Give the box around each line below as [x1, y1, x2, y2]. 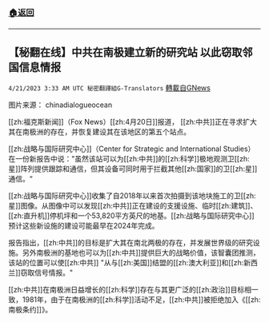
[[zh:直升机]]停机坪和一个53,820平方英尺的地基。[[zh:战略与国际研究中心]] [8, 211, 255, 221]
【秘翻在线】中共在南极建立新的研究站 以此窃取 [8, 46, 243, 59]
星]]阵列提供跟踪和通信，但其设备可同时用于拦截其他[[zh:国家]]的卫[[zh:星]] [8, 164, 258, 173]
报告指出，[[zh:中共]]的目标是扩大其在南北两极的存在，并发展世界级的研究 [8, 238, 254, 248]
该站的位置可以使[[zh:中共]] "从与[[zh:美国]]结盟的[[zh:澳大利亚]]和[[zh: [8, 258, 244, 268]
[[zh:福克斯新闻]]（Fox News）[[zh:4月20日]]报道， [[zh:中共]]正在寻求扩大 [8, 117, 258, 127]
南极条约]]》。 [8, 305, 53, 315]
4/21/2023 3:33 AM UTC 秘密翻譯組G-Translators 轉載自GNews [8, 83, 211, 93]
